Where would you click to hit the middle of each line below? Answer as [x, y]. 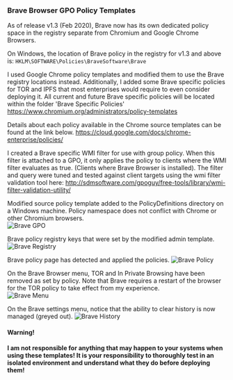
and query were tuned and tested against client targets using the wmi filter [114, 175]
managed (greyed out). [40, 316]
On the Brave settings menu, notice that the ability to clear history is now [111, 309]
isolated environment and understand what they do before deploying [109, 363]
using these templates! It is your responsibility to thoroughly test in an [111, 355]
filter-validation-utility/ [39, 190]
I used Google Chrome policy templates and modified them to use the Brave [116, 74]
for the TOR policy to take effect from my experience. [83, 288]
